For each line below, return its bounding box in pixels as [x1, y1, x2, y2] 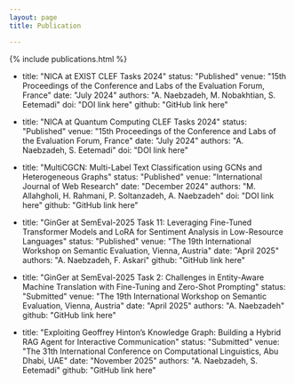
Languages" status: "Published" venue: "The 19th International [21, 236, 251, 246]
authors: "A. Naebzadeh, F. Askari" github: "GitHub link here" [21, 254, 246, 265]
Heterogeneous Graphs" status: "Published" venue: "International [21, 171, 263, 182]
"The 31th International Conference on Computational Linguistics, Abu [21, 346, 279, 356]
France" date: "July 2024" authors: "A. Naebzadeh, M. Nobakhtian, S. [21, 90, 276, 100]
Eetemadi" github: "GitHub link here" [21, 364, 156, 375]
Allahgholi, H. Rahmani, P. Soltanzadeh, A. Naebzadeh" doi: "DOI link [21, 190, 275, 201]
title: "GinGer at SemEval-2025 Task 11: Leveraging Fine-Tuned [21, 217, 252, 228]
